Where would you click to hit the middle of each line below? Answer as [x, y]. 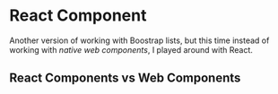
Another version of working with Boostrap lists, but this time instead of [139, 40]
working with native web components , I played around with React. [131, 49]
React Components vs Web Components [125, 78]
